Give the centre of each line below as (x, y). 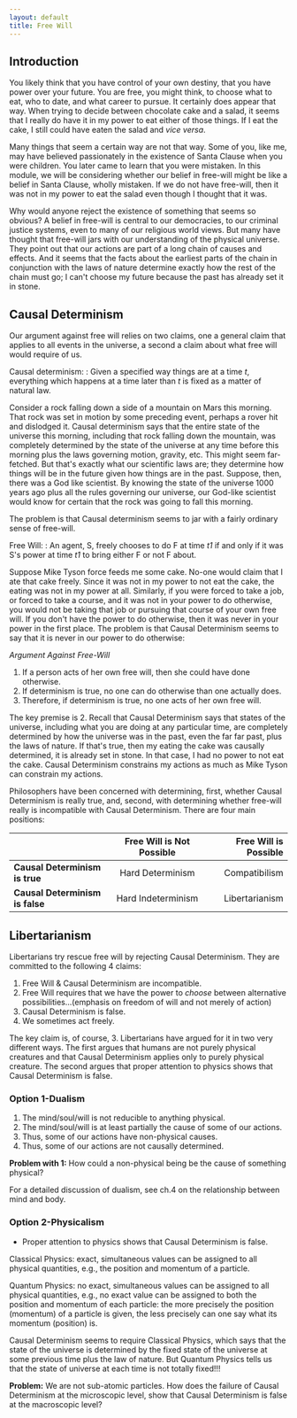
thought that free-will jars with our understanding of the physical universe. (145, 239)
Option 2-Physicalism (57, 1222)
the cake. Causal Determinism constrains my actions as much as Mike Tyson (148, 765)
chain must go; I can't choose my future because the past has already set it (147, 277)
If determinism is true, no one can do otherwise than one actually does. (152, 691)
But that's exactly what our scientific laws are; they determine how (163, 464)
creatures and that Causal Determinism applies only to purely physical (137, 1057)
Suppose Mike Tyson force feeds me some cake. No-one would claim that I (146, 572)
